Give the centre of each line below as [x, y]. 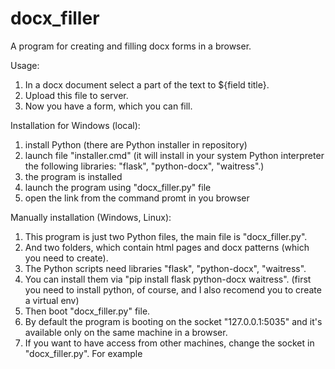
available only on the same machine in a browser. [126, 332]
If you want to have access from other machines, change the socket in [169, 343]
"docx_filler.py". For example [83, 353]
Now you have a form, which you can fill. [108, 106]
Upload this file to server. [76, 95]
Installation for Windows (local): [75, 125]
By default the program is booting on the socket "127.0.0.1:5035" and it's [173, 321]
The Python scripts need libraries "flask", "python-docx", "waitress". [165, 268]
